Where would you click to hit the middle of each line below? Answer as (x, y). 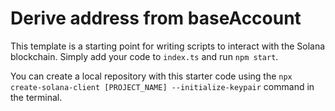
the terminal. (36, 97)
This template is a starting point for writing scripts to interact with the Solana (168, 46)
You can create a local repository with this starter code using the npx (151, 76)
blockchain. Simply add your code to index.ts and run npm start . (144, 56)
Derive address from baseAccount (156, 18)
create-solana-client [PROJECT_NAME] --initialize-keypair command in (162, 86)
